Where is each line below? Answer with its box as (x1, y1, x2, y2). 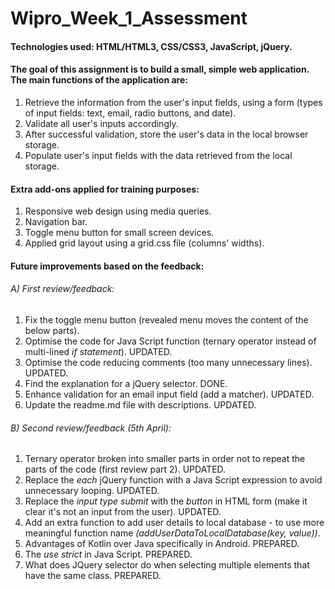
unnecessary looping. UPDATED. (24, 485, 160, 497)
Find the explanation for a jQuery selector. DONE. (24, 377, 228, 389)
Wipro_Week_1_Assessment (10, 7, 248, 30)
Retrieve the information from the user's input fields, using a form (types (24, 96, 323, 108)
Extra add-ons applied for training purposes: (10, 183, 200, 195)
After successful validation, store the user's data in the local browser (24, 128, 309, 140)
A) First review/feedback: (10, 283, 115, 295)
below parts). (24, 324, 80, 336)
